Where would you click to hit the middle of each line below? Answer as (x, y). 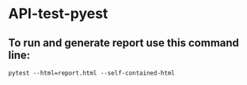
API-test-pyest (58, 14)
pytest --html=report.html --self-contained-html (92, 73)
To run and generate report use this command (124, 43)
